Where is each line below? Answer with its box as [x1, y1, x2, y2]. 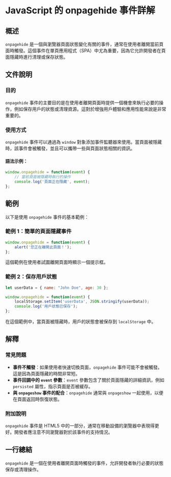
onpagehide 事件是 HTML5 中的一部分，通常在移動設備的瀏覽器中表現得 [5, 423, 155, 429]
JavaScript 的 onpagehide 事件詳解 [5, 5, 156, 16]
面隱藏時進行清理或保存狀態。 [5, 54, 68, 60]
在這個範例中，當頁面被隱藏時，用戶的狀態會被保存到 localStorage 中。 [5, 319, 156, 325]
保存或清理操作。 [5, 466, 41, 472]
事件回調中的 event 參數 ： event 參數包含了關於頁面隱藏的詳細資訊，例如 [12, 377, 164, 383]
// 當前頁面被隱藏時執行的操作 [14, 174, 71, 179]
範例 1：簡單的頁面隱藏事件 [5, 228, 72, 235]
